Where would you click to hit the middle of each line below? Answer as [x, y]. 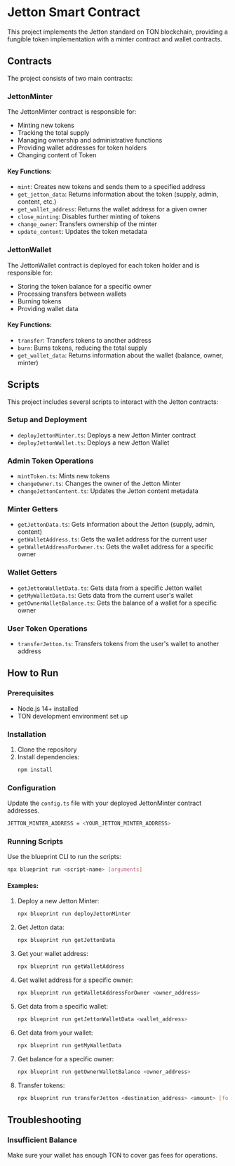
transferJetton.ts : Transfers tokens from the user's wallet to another [118, 644]
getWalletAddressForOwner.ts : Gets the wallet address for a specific [115, 547]
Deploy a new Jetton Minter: [58, 901]
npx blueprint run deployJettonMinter [74, 914]
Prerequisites [31, 693]
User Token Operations [47, 628]
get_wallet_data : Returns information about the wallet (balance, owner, [120, 355]
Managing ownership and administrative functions [90, 140]
